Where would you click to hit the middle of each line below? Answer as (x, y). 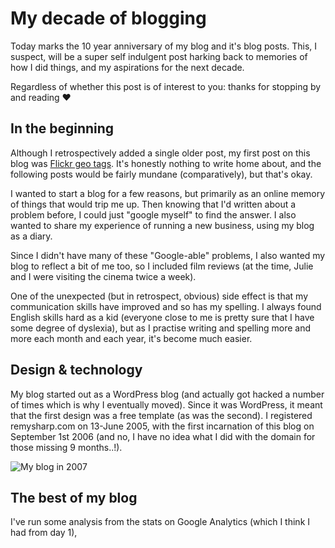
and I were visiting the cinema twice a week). (103, 276)
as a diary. (31, 236)
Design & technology (76, 370)
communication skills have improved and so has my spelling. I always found (166, 306)
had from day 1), (44, 533)
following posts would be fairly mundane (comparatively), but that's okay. (161, 174)
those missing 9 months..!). (66, 447)
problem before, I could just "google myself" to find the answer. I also (153, 214)
